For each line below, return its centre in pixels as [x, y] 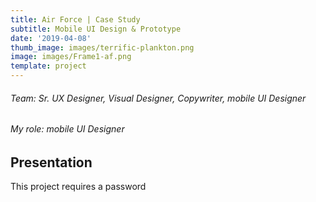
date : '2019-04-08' [51, 38]
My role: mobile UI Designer [67, 129]
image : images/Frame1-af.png [71, 57]
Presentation [51, 162]
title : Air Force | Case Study [75, 19]
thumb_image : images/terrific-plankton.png [102, 47]
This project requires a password [78, 187]
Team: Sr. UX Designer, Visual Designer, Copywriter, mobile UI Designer [158, 98]
